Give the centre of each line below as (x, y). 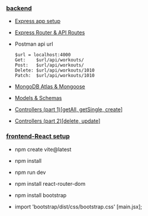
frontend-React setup (38, 136)
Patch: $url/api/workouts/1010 (54, 76)
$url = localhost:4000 (43, 55)
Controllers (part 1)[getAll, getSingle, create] (69, 109)
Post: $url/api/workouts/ (49, 65)
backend (19, 8)
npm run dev (30, 172)
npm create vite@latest (43, 149)
